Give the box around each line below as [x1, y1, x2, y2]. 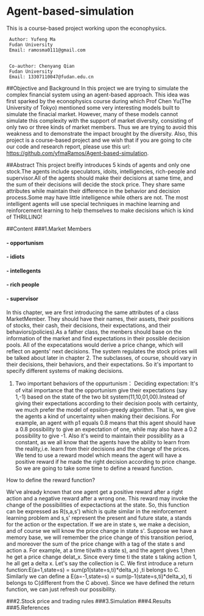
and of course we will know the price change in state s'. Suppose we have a [6, 527, 197, 534]
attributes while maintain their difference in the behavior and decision [6, 187, 181, 194]
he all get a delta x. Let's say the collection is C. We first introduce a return [6, 559, 194, 566]
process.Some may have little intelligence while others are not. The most [6, 194, 189, 201]
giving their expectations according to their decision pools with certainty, [15, 399, 199, 407]
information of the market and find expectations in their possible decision [6, 334, 190, 342]
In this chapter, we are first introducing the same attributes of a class [6, 309, 179, 316]
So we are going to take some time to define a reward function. [15, 464, 174, 472]
